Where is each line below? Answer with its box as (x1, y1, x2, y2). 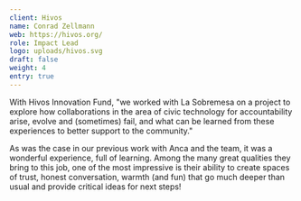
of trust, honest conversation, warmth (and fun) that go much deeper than (9, 171, 286, 182)
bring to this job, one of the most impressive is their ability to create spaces (9, 161, 290, 172)
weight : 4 (9, 64, 47, 73)
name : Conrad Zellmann (9, 22, 95, 31)
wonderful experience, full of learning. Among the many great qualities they (9, 152, 291, 163)
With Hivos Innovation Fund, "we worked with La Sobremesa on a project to (9, 96, 291, 107)
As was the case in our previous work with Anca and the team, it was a (9, 142, 273, 153)
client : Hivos (9, 13, 63, 23)
